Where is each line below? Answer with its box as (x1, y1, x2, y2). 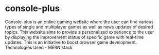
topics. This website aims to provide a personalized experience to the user (5, 29, 154, 35)
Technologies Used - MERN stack (5, 44, 73, 50)
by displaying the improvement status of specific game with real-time (5, 34, 144, 40)
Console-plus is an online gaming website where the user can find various (5, 19, 154, 25)
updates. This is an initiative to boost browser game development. (5, 39, 137, 45)
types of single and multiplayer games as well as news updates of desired (5, 24, 153, 29)
